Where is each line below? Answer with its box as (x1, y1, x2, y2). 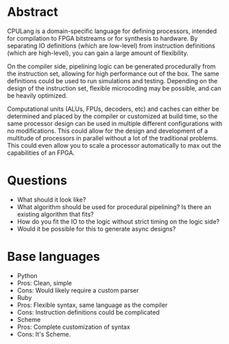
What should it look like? (16, 195, 86, 204)
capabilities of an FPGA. (7, 149, 75, 157)
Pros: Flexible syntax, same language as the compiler (16, 301, 168, 309)
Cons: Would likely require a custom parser (16, 286, 139, 294)
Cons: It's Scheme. (16, 330, 71, 338)
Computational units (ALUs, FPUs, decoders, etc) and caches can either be (7, 105, 219, 113)
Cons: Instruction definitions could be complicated (16, 308, 160, 316)
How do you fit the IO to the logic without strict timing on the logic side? (16, 217, 220, 226)
